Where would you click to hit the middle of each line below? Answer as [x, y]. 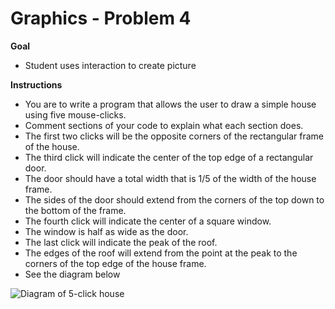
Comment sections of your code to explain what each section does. [164, 125]
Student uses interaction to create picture [110, 65]
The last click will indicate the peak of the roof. [121, 242]
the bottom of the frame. [75, 210]
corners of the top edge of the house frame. [115, 263]
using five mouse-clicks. [75, 114]
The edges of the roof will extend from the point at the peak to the [161, 253]
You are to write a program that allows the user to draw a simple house [170, 104]
